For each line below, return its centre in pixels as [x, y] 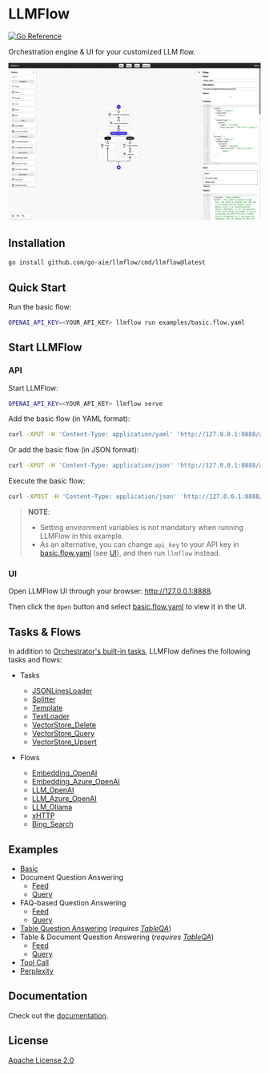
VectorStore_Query [63, 734]
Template [47, 708]
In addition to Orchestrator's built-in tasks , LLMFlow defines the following [129, 651]
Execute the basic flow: [47, 481]
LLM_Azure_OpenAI [64, 799]
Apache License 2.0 [41, 1060]
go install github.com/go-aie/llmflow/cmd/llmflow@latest [107, 263]
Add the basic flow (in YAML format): [69, 419]
